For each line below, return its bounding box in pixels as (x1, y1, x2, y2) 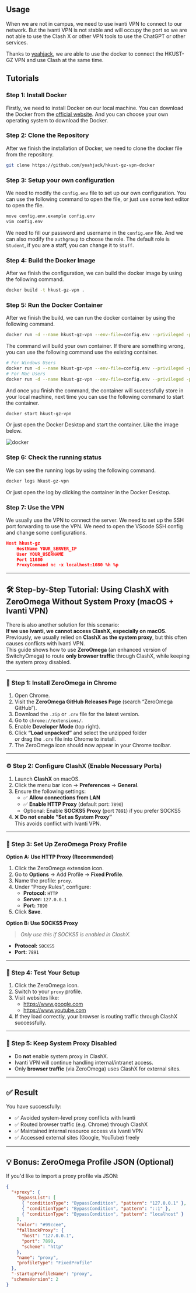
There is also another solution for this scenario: (6, 621, 120, 628)
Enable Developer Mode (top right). (14, 723, 101, 730)
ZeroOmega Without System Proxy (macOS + (6, 597, 174, 607)
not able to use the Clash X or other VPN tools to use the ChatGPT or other (6, 32, 185, 40)
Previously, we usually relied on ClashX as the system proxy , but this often (6, 634, 187, 641)
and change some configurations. (6, 529, 87, 536)
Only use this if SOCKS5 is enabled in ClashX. (20, 931, 131, 938)
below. (6, 427, 22, 435)
